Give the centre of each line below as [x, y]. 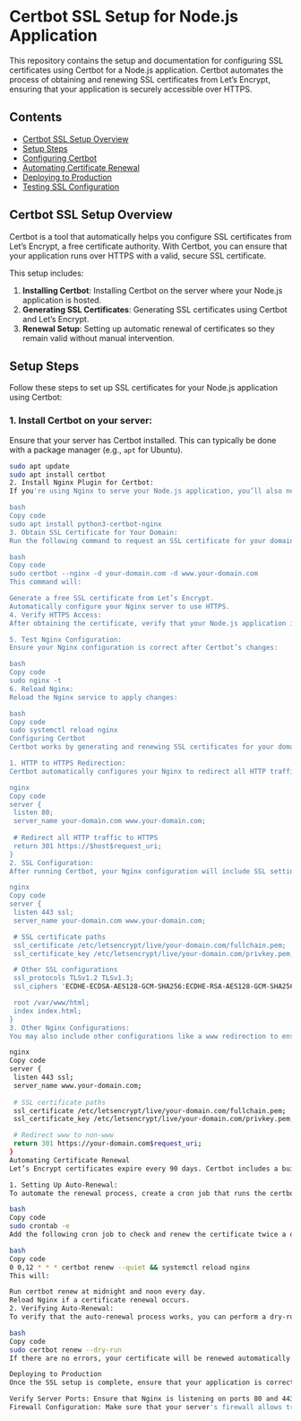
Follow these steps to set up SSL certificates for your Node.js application [144, 388]
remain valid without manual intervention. [98, 338]
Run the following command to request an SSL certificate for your [138, 540]
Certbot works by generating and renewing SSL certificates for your [142, 747]
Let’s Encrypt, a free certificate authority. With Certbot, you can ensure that [148, 246]
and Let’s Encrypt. [56, 319]
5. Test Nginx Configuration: [66, 639]
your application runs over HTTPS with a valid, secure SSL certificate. [138, 255]
